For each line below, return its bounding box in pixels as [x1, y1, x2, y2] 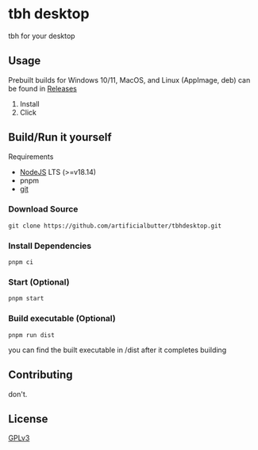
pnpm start [8, 295, 44, 303]
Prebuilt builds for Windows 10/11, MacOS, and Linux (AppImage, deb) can [8, 75, 251, 84]
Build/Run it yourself [8, 130, 113, 144]
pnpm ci [8, 258, 34, 266]
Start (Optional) [8, 277, 70, 288]
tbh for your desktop [8, 31, 75, 41]
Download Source [8, 204, 79, 215]
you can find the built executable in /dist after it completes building [8, 345, 227, 355]
